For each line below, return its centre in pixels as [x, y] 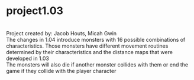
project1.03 [35, 11]
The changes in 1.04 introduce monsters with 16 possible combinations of [96, 39]
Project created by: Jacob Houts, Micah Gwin [62, 33]
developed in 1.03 [28, 58]
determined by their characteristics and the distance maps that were [90, 52]
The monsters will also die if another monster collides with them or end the [97, 64]
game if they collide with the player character [61, 71]
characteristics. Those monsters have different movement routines [87, 46]
